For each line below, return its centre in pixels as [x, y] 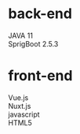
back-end [40, 14]
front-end [40, 76]
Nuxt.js [20, 106]
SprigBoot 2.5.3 [33, 43]
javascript [24, 114]
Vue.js [18, 97]
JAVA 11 [21, 35]
